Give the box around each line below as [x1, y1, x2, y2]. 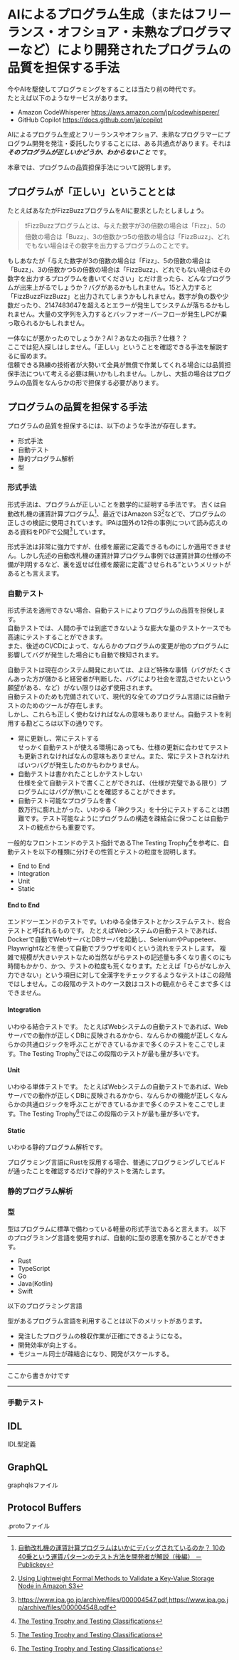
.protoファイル [7, 1521, 50, 1530]
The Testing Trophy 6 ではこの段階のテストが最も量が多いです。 [18, 1108, 203, 1118]
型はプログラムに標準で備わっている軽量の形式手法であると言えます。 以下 [7, 1225, 226, 1233]
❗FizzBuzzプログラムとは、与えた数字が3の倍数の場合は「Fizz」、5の [24, 221, 226, 230]
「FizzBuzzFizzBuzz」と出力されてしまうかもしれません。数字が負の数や [7, 292, 223, 300]
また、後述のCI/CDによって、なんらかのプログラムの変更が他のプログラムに [7, 642, 230, 650]
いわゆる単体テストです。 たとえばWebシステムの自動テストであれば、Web [7, 1082, 228, 1091]
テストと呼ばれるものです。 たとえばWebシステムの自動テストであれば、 [7, 926, 221, 935]
